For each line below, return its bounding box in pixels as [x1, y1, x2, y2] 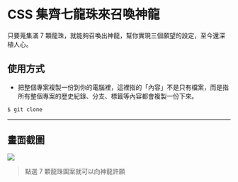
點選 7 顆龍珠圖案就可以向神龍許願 [24, 167, 125, 176]
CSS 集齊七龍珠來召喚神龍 [7, 6, 161, 23]
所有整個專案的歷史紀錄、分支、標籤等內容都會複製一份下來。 [17, 91, 198, 100]
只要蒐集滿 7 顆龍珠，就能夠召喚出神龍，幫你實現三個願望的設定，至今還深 [7, 31, 225, 40]
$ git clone [7, 106, 42, 113]
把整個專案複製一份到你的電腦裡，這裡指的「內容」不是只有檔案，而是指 [17, 83, 229, 91]
